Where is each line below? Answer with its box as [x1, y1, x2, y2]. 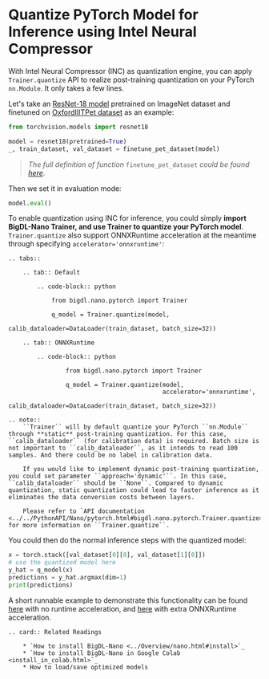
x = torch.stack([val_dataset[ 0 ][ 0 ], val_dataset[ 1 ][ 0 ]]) [8, 551, 206, 559]
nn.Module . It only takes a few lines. [8, 83, 124, 93]
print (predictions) [8, 580, 74, 589]
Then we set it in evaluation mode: [8, 183, 122, 193]
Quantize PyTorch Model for [8, 6, 199, 24]
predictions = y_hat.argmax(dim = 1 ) [8, 574, 127, 582]
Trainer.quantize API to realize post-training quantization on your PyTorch [8, 75, 255, 84]
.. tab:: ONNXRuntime [22, 339, 94, 347]
